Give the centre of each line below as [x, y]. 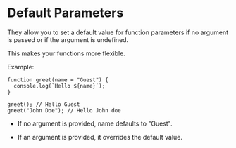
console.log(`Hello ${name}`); [60, 86]
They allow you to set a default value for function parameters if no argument [118, 32]
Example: [21, 67]
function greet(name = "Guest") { [58, 80]
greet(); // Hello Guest [44, 104]
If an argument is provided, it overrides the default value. [100, 137]
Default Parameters [66, 13]
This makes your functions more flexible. [66, 53]
